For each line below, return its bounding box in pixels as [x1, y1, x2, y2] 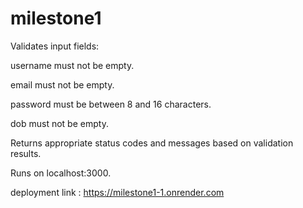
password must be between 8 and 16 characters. [10, 98, 212, 110]
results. [10, 147, 42, 159]
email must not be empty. [10, 78, 115, 91]
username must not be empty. [10, 59, 135, 71]
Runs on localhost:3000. [10, 167, 112, 179]
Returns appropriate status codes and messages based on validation [10, 137, 294, 149]
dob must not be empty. [10, 117, 109, 129]
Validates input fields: [10, 40, 100, 52]
